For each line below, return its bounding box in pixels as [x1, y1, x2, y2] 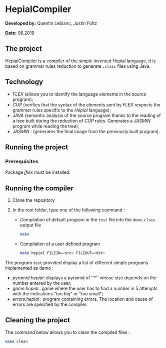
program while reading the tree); [12, 123, 79, 129]
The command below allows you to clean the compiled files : [5, 329, 130, 335]
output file [19, 222, 41, 228]
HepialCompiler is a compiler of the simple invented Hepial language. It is [5, 58, 156, 64]
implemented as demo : [5, 265, 54, 271]
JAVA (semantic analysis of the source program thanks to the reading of [12, 112, 161, 119]
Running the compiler [5, 184, 74, 192]
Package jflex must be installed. [5, 169, 71, 175]
